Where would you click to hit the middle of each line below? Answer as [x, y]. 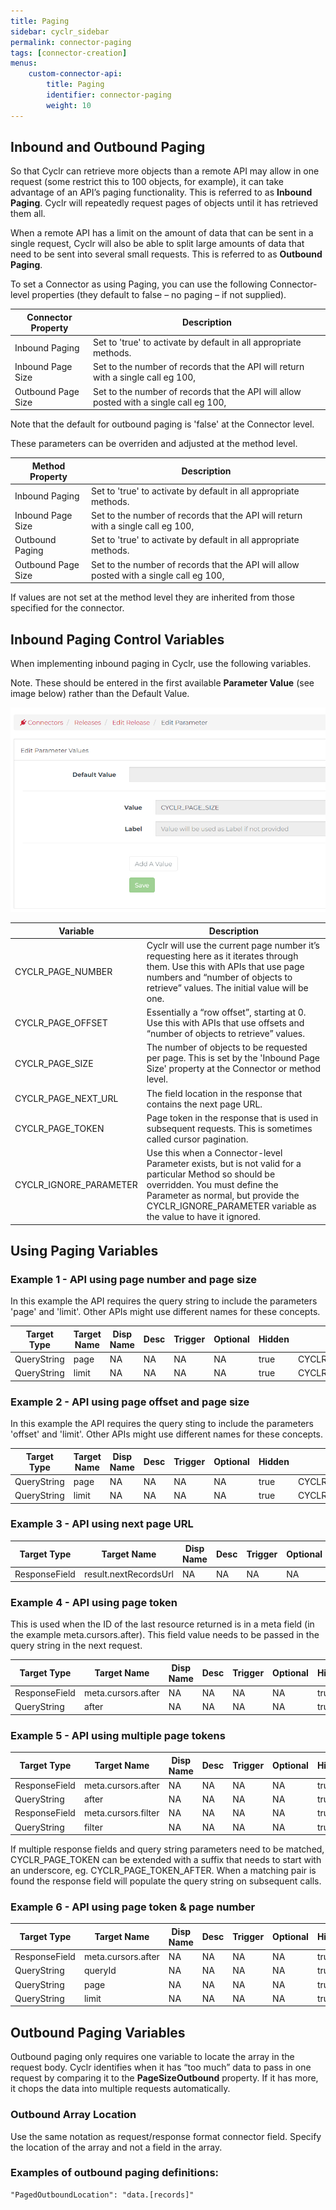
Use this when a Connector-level [214, 1153]
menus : [24, 63]
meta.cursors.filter [121, 1813]
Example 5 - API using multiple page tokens [118, 1735]
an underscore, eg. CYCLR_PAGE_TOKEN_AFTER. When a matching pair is [163, 1871]
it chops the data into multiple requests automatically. [120, 2089]
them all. [28, 214]
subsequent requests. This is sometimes [229, 1128]
